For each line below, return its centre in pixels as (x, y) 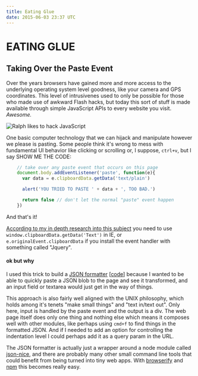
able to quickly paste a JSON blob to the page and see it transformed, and (97, 280)
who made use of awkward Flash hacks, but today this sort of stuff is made (98, 102)
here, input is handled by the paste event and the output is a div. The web (96, 311)
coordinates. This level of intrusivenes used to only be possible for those (95, 95)
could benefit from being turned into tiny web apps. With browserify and (95, 360)
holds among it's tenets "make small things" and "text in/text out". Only (93, 305)
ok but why (20, 261)
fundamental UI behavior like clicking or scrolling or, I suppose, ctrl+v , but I (99, 150)
